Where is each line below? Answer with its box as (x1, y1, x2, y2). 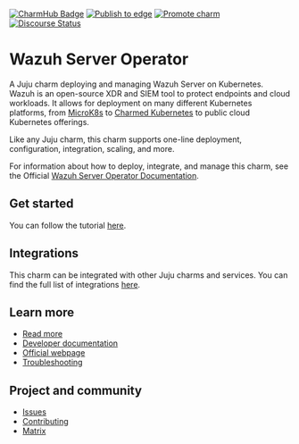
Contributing (21, 416, 69, 427)
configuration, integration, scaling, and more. (9, 143, 175, 154)
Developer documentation (21, 338, 119, 348)
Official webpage (21, 348, 86, 358)
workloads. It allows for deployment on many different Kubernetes (9, 97, 253, 108)
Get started (9, 197, 74, 212)
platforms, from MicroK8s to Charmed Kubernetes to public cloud (9, 107, 250, 118)
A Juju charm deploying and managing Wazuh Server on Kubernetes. (9, 79, 264, 89)
